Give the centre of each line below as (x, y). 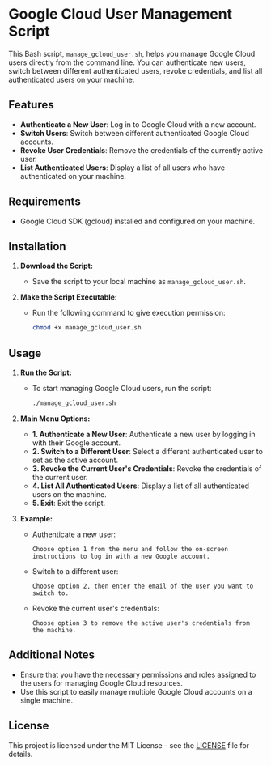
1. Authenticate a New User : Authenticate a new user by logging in (144, 434)
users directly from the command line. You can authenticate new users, (127, 62)
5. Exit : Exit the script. (69, 503)
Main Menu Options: (55, 419)
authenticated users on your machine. (72, 79)
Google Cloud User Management (121, 14)
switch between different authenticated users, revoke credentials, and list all (135, 70)
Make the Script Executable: (68, 297)
